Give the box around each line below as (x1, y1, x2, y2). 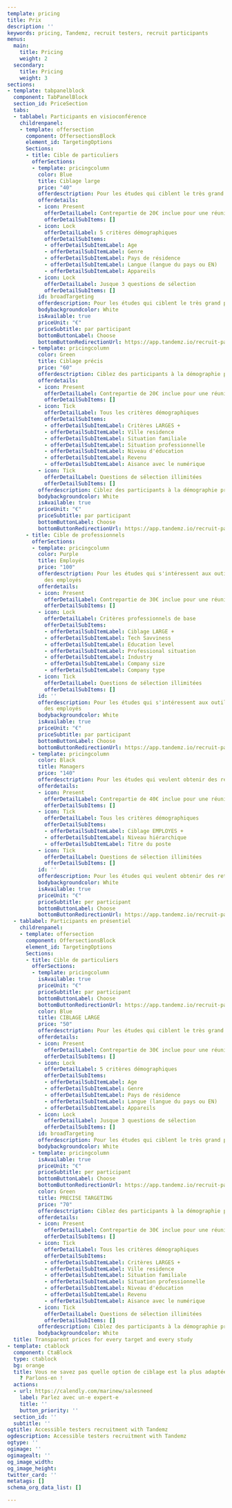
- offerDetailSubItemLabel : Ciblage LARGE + (43, 628, 175, 635)
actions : (13, 1381, 39, 1388)
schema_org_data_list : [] (7, 1484, 81, 1491)
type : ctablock (13, 1355, 57, 1363)
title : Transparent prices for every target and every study (13, 1336, 193, 1343)
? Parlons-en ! (19, 1375, 64, 1382)
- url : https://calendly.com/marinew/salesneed (13, 1388, 153, 1395)
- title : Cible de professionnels (25, 531, 126, 539)
